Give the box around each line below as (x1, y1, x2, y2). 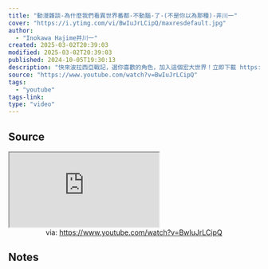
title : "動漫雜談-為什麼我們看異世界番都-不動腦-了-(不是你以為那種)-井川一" (8, 11, 238, 20)
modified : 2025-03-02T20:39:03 (8, 49, 112, 57)
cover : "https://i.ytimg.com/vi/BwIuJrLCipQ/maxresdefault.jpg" (8, 19, 227, 27)
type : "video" (8, 100, 56, 108)
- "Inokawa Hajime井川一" (15, 33, 98, 42)
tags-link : (8, 93, 45, 101)
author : (8, 26, 34, 34)
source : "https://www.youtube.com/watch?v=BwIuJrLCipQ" (8, 71, 198, 79)
